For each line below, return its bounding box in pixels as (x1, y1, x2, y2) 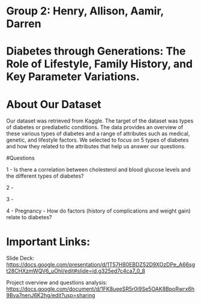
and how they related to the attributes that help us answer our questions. (6, 143, 186, 150)
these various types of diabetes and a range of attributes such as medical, (6, 130, 190, 137)
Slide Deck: (6, 255, 35, 262)
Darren (6, 17, 41, 31)
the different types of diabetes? (6, 172, 84, 180)
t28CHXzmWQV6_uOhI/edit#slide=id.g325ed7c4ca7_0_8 (6, 267, 146, 274)
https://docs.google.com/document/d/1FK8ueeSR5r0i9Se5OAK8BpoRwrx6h (6, 285, 195, 292)
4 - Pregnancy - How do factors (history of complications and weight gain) (6, 207, 191, 214)
